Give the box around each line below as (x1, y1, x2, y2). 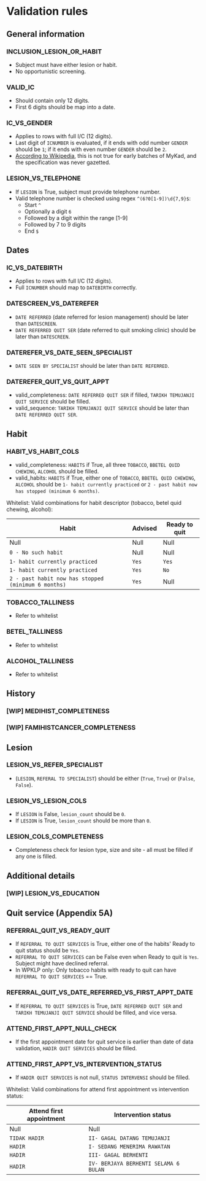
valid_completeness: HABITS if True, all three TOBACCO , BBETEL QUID (15, 461, 180, 469)
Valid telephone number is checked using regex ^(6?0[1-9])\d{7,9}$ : (15, 195, 191, 202)
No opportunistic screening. (15, 68, 86, 75)
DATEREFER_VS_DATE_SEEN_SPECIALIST (6, 348, 133, 357)
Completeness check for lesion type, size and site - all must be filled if (15, 846, 193, 854)
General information (6, 29, 85, 39)
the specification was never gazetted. (15, 158, 111, 166)
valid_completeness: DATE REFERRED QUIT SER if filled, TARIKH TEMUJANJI (15, 391, 195, 399)
